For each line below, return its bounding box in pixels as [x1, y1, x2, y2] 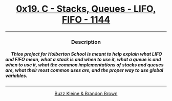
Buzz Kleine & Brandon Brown [54, 90, 118, 96]
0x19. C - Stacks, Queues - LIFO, [16, 3, 156, 15]
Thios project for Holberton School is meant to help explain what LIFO [11, 51, 162, 57]
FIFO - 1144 [61, 14, 111, 26]
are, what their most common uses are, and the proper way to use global [5, 67, 164, 73]
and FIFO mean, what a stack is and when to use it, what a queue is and [5, 57, 161, 63]
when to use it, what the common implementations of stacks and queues [5, 62, 164, 68]
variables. [5, 72, 28, 79]
